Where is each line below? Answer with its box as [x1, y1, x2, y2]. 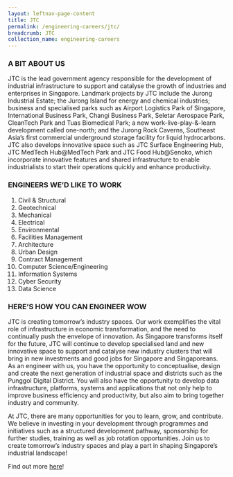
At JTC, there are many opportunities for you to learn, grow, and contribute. [8, 412, 224, 420]
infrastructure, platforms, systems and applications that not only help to [8, 384, 212, 392]
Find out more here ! [8, 462, 64, 471]
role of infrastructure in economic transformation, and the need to [8, 325, 196, 333]
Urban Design [17, 248, 58, 256]
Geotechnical [17, 203, 56, 211]
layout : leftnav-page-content [8, 10, 96, 17]
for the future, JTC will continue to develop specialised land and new [8, 340, 205, 348]
